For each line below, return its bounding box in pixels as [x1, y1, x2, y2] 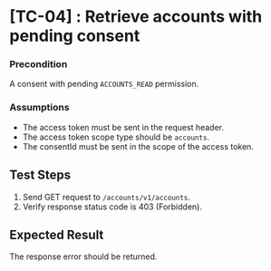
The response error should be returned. [9, 251, 158, 262]
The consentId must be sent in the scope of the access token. [22, 140, 254, 151]
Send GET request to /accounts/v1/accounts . [22, 191, 190, 202]
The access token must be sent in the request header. [22, 121, 225, 132]
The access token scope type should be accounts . [22, 131, 210, 142]
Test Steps [9, 168, 72, 183]
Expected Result [9, 227, 104, 242]
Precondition [9, 58, 68, 71]
